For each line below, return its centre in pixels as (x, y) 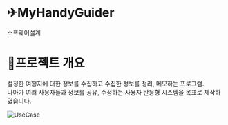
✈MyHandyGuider (61, 13)
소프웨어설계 (24, 32)
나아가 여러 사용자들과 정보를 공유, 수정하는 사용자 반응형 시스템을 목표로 (105, 92)
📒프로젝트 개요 (46, 63)
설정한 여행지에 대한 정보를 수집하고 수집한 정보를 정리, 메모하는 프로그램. (106, 84)
